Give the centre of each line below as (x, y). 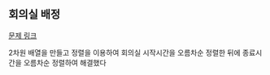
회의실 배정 (35, 15)
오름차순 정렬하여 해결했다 (65, 62)
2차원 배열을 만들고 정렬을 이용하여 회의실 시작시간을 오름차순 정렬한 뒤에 (125, 52)
